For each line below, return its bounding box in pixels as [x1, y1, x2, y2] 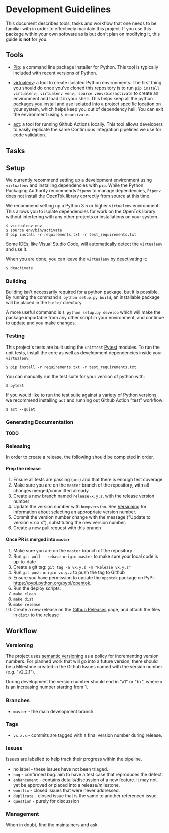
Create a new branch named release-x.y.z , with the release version [13, 493, 155, 499]
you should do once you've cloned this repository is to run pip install [13, 85, 160, 91]
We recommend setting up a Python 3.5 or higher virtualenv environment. [6, 202, 160, 209]
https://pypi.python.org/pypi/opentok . [13, 580, 92, 586]
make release [13, 602, 41, 607]
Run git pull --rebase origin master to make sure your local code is [13, 553, 158, 559]
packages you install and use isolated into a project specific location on [13, 101, 161, 107]
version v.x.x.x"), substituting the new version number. [13, 520, 126, 526]
